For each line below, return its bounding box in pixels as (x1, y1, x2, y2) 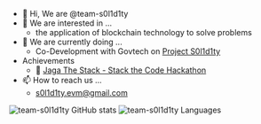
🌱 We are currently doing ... (21, 36, 123, 47)
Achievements (21, 56, 75, 66)
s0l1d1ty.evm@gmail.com (35, 88, 129, 97)
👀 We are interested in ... (21, 18, 113, 28)
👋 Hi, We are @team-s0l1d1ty (21, 9, 129, 19)
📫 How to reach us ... (21, 75, 102, 85)
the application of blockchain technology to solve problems (35, 27, 253, 37)
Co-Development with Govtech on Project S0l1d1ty (35, 46, 221, 57)
